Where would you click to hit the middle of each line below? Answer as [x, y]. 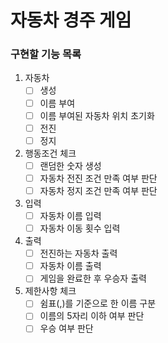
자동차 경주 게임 [71, 20]
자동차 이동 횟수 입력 [80, 228]
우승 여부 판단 [66, 328]
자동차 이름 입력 [70, 215]
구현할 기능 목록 [46, 54]
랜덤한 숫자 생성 [70, 165]
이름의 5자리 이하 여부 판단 [92, 316]
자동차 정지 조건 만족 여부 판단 [98, 190]
